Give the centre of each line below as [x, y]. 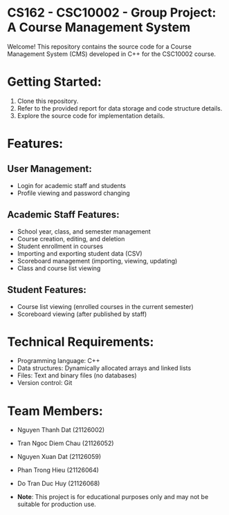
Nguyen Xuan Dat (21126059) [59, 457]
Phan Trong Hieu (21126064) [58, 470]
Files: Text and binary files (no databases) [77, 375]
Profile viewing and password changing [73, 193]
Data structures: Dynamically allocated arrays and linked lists [104, 368]
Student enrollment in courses [60, 246]
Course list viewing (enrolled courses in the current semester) [105, 306]
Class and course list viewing [59, 268]
